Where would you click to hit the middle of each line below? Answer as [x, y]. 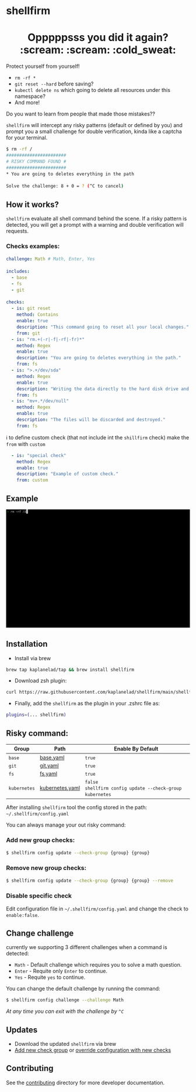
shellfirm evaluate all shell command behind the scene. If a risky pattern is [97, 219]
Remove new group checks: [46, 868]
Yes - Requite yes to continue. [50, 977]
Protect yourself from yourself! [43, 66]
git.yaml [50, 765]
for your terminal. [27, 138]
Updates [22, 1030]
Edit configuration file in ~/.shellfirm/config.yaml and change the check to [97, 909]
